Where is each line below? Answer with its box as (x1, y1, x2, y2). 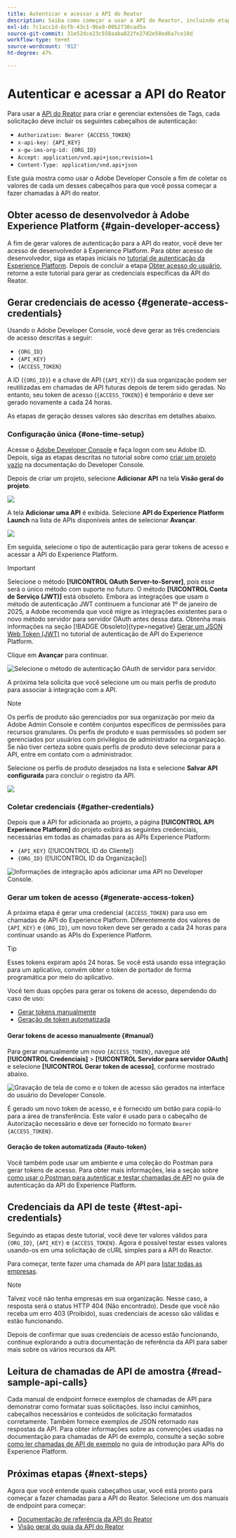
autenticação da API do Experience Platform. (7, 1181, 137, 1189)
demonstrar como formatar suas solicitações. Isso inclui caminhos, (7, 1402, 202, 1411)
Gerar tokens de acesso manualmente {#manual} (7, 1031, 155, 1039)
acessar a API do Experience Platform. (7, 550, 119, 558)
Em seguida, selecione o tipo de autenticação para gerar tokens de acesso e (7, 542, 229, 551)
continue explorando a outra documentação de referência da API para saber (7, 1338, 228, 1346)
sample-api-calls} (7, 1376, 88, 1388)
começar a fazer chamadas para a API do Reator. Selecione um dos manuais (7, 1494, 229, 1502)
